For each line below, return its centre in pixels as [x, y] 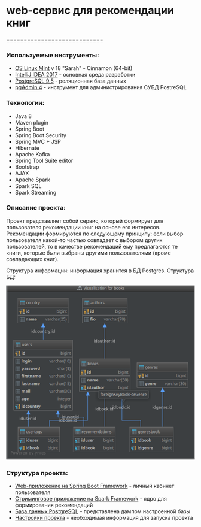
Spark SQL [28, 186]
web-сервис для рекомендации [90, 10]
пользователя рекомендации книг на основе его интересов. [83, 227]
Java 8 [23, 116]
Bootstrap [27, 167]
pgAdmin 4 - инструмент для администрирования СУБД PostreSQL [100, 87]
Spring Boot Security [41, 135]
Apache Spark [33, 180]
